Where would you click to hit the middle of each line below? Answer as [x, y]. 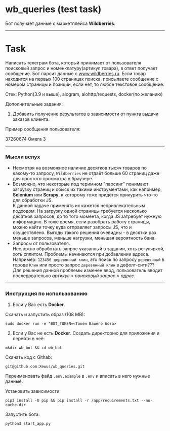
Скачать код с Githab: [29, 357]
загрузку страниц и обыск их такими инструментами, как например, [87, 189]
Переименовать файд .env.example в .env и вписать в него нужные [78, 376]
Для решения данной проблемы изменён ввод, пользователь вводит [88, 271]
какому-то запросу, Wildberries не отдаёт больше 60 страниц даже [86, 173]
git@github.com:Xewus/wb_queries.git [45, 367]
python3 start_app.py [28, 424]
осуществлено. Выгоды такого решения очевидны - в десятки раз [84, 233]
